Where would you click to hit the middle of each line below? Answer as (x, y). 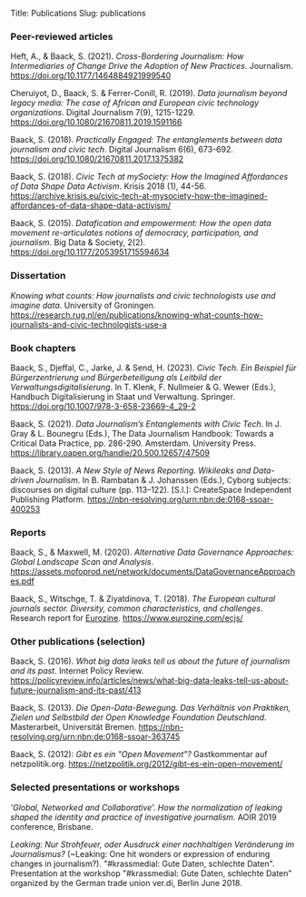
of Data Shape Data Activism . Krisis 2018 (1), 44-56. (109, 186)
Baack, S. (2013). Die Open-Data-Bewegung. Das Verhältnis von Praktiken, (151, 708)
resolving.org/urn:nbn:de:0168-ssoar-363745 (95, 737)
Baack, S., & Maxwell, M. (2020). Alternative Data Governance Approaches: (152, 552)
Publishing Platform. (48, 499)
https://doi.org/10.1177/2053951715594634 (90, 252)
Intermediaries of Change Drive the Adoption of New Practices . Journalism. (152, 66)
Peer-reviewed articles (62, 36)
